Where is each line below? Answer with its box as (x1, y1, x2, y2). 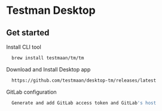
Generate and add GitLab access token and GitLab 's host (11, 100, 157, 106)
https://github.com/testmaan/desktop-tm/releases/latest (11, 77, 157, 83)
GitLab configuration (6, 88, 57, 95)
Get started (6, 28, 50, 38)
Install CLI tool (6, 43, 42, 50)
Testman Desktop (6, 4, 96, 17)
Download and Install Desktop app (6, 65, 91, 73)
